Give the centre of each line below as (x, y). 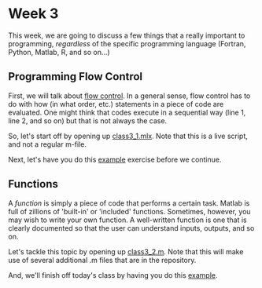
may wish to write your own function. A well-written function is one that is (128, 220)
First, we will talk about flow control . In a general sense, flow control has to (129, 96)
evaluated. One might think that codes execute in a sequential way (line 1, (127, 112)
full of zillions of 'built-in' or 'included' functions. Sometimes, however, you (129, 211)
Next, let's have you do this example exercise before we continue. (115, 159)
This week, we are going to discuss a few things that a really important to (127, 35)
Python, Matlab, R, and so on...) (59, 52)
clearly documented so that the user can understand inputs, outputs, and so (131, 228)
